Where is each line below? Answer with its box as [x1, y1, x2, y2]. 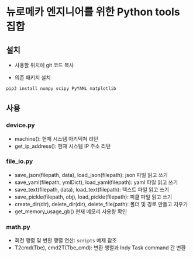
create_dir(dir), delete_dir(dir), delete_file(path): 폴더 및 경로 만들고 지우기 [14, 200, 188, 207]
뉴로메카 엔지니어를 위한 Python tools [6, 5, 180, 19]
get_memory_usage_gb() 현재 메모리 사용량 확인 [14, 208, 127, 215]
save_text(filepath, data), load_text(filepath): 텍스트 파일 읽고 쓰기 [14, 186, 170, 193]
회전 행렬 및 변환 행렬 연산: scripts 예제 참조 [14, 237, 117, 244]
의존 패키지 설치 [14, 74, 51, 81]
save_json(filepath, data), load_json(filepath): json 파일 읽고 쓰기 [14, 171, 168, 178]
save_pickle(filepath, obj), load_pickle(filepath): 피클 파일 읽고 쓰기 [14, 193, 173, 200]
